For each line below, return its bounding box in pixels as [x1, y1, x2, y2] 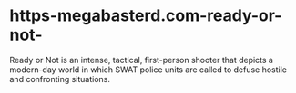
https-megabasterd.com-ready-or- [9, 5, 282, 26]
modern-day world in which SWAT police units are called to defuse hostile [9, 64, 288, 75]
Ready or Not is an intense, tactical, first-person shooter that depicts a [9, 54, 273, 65]
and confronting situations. [9, 73, 111, 84]
